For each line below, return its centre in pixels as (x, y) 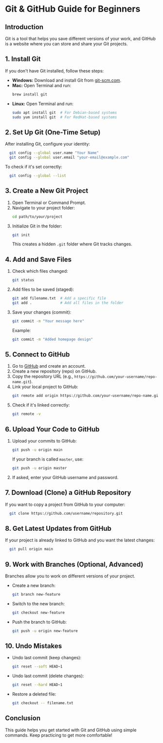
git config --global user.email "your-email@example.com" (70, 158)
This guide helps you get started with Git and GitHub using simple (71, 730)
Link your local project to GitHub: (45, 387)
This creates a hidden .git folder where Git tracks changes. (72, 244)
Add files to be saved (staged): (43, 289)
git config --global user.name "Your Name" (54, 153)
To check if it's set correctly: (34, 167)
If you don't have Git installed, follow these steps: (54, 71)
